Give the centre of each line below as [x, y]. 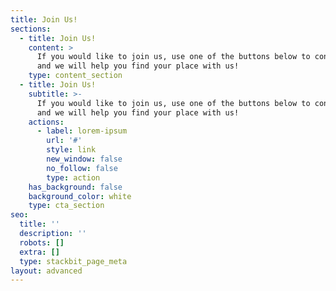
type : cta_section [66, 206]
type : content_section [75, 76]
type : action [73, 177]
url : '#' [64, 141]
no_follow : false [82, 168]
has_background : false [75, 187]
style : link [71, 150]
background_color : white [80, 196]
